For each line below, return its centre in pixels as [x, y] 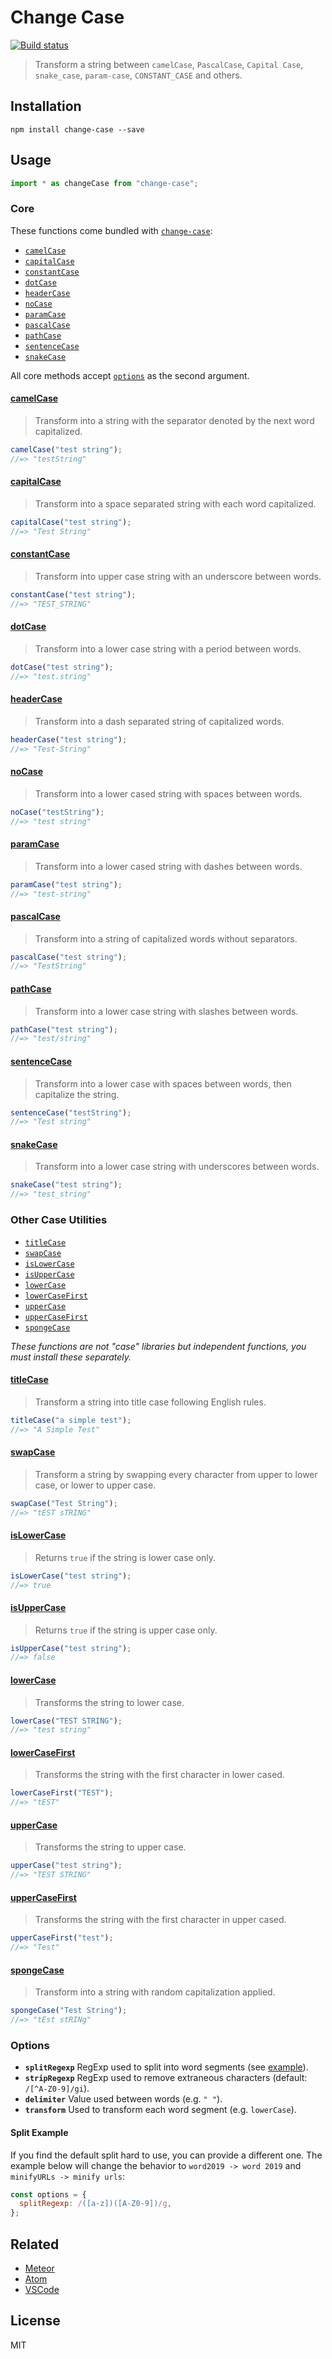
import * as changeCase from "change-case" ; [104, 183]
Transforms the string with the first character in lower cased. [159, 1775]
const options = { [48, 2194]
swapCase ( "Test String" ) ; [64, 1503]
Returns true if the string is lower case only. [125, 1557]
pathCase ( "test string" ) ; [64, 1029]
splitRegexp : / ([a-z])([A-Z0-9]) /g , [95, 2204]
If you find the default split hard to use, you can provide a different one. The [166, 2155]
